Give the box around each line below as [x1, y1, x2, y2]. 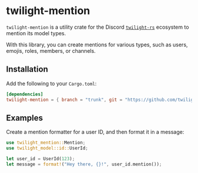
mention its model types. [6, 29, 67, 36]
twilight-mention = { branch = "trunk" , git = [6, 97, 123, 103]
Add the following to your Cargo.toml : [6, 80, 97, 87]
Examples [6, 113, 43, 123]
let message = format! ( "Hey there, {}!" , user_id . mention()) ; [6, 161, 162, 167]
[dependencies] [6, 91, 44, 97]
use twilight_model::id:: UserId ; [6, 145, 88, 151]
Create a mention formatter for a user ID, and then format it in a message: [6, 128, 184, 135]
